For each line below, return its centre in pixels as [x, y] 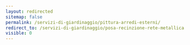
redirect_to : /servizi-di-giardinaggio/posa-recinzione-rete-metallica [95, 28]
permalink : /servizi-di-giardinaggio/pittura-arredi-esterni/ [83, 22]
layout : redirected [29, 11]
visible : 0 [19, 33]
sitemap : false [24, 17]
